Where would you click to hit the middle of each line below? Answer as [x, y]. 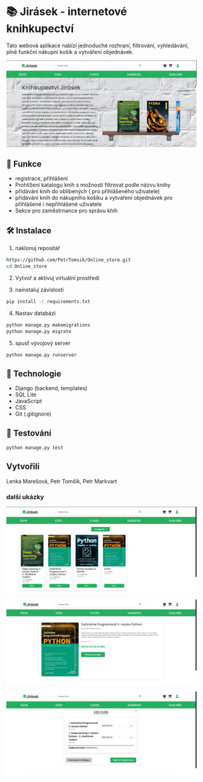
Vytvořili [23, 467]
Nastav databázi [35, 313]
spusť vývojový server [43, 343]
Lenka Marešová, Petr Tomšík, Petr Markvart [62, 481]
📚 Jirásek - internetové [67, 12]
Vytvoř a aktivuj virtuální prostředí [57, 278]
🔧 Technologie [34, 373]
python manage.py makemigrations [48, 325]
